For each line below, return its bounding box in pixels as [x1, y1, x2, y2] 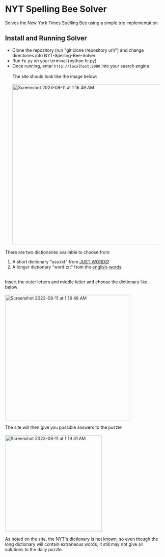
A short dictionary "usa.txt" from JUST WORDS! [12, 259, 110, 264]
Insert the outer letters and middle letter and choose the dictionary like [5, 279, 148, 285]
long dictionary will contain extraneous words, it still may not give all [5, 541, 143, 547]
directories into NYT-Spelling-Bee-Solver [12, 52, 96, 58]
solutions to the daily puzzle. [5, 546, 63, 552]
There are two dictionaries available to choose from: [5, 249, 110, 255]
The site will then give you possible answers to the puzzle [5, 424, 122, 430]
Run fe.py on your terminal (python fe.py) [12, 58, 97, 64]
